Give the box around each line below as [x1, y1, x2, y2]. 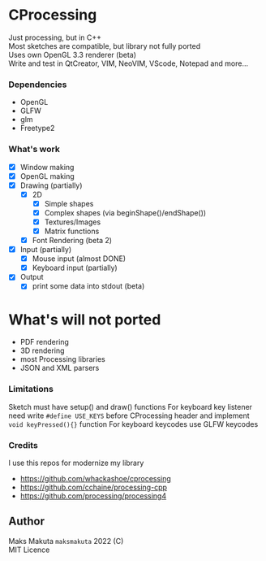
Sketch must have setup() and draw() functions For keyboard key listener [8, 402, 253, 411]
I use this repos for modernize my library [8, 458, 144, 467]
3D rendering [19, 346, 65, 355]
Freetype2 [19, 124, 55, 133]
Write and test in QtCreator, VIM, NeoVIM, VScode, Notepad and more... [8, 59, 249, 68]
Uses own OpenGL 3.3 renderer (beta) [8, 50, 136, 59]
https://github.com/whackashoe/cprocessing [19, 473, 172, 483]
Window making [19, 162, 75, 172]
